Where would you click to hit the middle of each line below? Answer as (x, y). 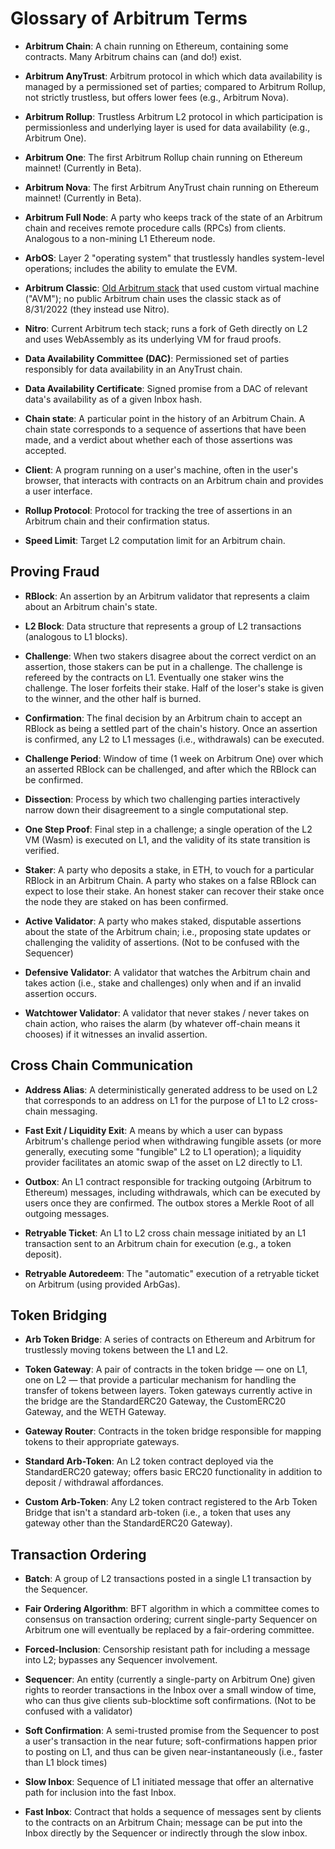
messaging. (73, 1111)
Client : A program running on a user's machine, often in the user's (161, 469)
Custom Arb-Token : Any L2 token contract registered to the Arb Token (171, 1502)
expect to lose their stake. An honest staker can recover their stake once (174, 891)
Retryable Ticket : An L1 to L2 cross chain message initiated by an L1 (165, 1233)
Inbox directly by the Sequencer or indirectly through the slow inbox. (166, 1833)
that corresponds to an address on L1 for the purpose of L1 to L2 (157, 1100)
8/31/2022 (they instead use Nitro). (97, 309)
